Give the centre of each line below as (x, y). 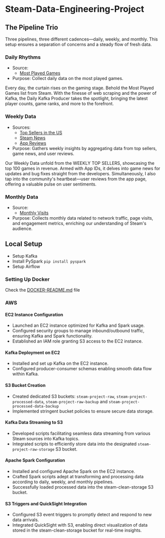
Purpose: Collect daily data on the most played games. (68, 78)
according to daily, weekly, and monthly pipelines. (63, 482)
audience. (22, 229)
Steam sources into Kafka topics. (46, 438)
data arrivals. (26, 520)
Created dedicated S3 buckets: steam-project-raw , (64, 396)
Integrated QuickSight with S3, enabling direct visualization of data (80, 525)
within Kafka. (26, 374)
